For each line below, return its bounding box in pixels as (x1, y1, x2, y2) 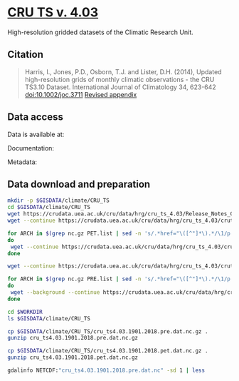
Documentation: (7, 143, 55, 152)
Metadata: (7, 158, 38, 166)
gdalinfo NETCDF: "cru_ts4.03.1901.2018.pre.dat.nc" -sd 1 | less (7, 367, 205, 374)
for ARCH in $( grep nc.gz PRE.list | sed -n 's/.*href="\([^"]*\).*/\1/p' (7, 275, 234, 283)
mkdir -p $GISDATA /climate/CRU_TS (7, 197, 110, 204)
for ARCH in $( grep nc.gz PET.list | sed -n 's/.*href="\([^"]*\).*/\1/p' (7, 230, 234, 237)
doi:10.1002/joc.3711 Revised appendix (24, 90, 137, 98)
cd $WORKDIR (7, 308, 43, 315)
